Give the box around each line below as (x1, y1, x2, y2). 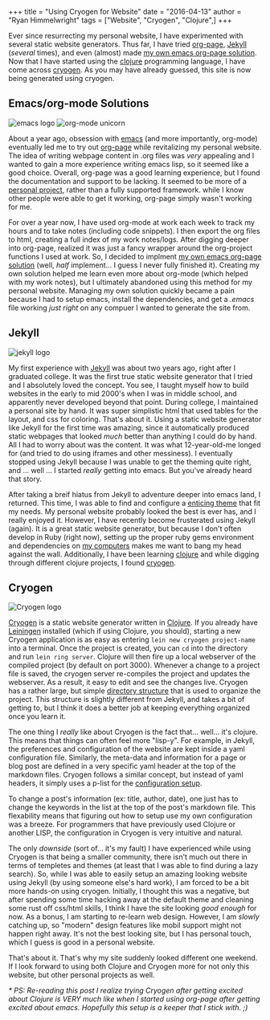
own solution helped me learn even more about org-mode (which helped (8, 268, 249, 278)
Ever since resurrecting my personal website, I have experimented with (8, 31, 243, 40)
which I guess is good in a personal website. (8, 937, 155, 947)
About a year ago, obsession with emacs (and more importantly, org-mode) (8, 133, 259, 143)
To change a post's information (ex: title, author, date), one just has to (8, 794, 239, 804)
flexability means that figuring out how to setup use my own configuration (8, 811, 253, 821)
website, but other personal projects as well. (8, 970, 155, 980)
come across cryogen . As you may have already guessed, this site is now (8, 65, 252, 75)
